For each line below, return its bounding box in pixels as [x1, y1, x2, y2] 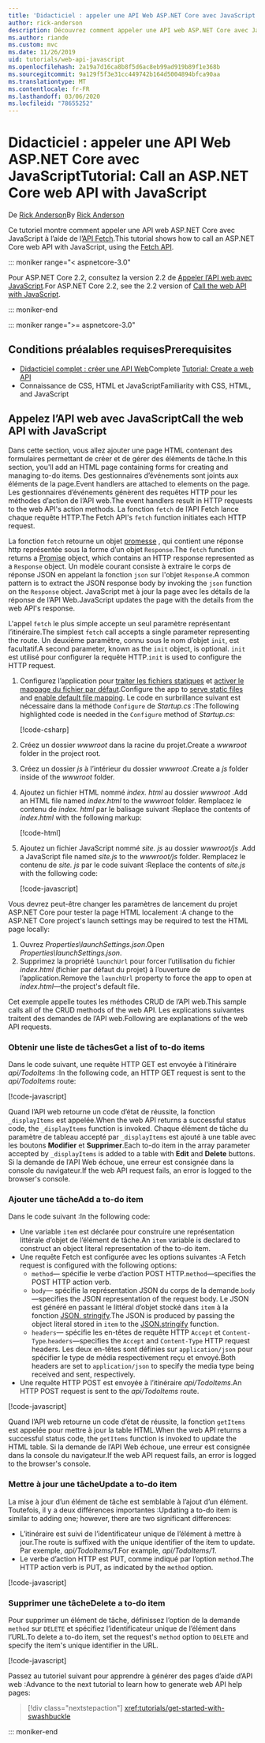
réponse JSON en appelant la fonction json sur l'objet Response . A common [8, 569, 250, 579]
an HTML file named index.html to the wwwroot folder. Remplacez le [19, 795, 242, 806]
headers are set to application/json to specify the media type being [31, 1362, 255, 1371]
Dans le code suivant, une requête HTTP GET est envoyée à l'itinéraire [8, 1059, 237, 1069]
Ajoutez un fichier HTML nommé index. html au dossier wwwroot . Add [19, 787, 248, 797]
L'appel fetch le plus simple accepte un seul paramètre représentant [8, 618, 231, 628]
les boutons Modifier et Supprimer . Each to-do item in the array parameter [8, 1140, 251, 1150]
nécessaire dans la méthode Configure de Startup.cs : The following [19, 701, 239, 711]
